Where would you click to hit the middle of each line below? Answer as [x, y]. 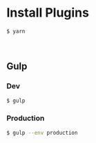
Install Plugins [48, 13]
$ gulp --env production [42, 133]
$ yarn [16, 31]
